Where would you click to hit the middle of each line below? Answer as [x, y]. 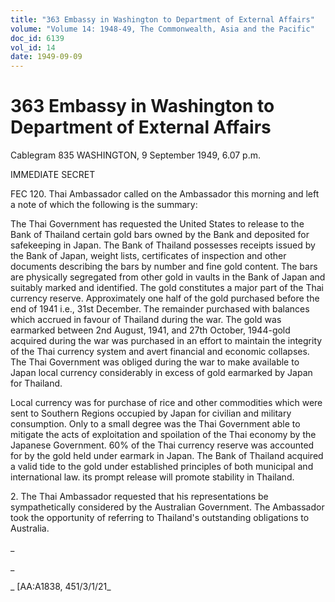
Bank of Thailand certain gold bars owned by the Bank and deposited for [160, 235]
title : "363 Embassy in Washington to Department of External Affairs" [162, 19]
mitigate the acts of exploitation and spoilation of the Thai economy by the [163, 435]
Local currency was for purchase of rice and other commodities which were [166, 403]
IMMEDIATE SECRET [53, 175]
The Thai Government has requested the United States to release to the [157, 224]
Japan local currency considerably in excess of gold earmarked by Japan [161, 373]
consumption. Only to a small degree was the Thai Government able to [155, 424]
